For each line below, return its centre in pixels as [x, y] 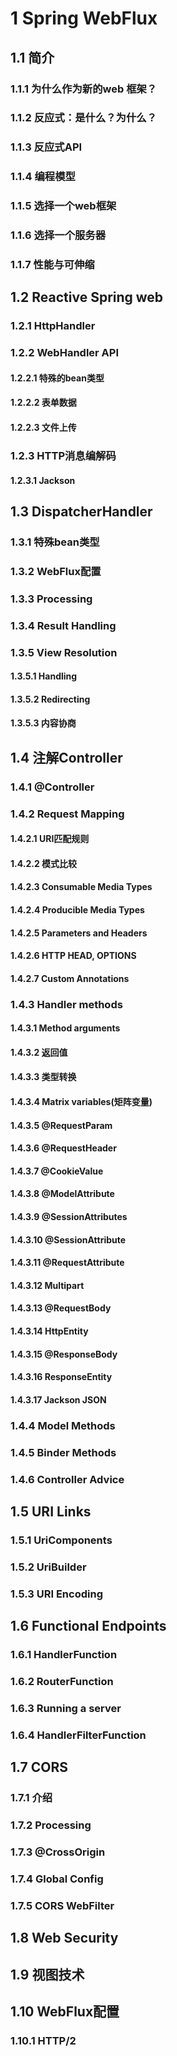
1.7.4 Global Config [57, 1879]
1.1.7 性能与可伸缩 [52, 265]
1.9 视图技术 [47, 1974]
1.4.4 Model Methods [63, 1425]
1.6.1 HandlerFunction [64, 1654]
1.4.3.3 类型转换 [43, 1077]
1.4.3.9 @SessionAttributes [69, 1216]
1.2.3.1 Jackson [43, 480]
